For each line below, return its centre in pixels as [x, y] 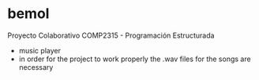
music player [39, 50]
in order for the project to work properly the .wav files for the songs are [135, 59]
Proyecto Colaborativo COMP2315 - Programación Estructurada [111, 35]
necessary [36, 67]
